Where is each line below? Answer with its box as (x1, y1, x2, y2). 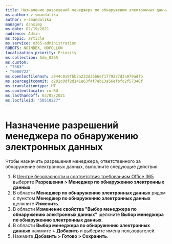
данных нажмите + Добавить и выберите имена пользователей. (12, 228, 156, 234)
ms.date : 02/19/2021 (5, 27, 50, 32)
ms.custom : (5, 60, 29, 65)
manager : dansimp (5, 21, 42, 27)
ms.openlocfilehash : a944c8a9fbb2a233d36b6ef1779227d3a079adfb (5, 74, 143, 79)
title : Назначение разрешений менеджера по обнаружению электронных (5, 7, 155, 13)
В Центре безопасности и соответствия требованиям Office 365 (12, 174, 154, 180)
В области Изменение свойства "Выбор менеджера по (12, 206, 137, 212)
